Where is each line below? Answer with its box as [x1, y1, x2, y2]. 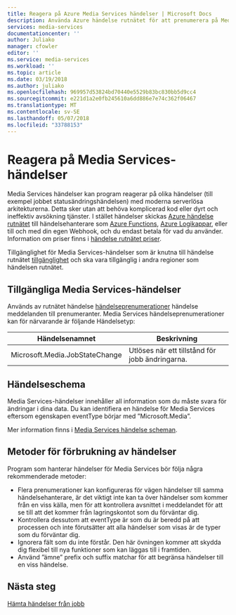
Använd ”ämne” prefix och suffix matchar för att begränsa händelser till [17, 552, 223, 561]
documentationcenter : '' [7, 30, 80, 37]
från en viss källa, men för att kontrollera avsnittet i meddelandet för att [17, 500, 223, 509]
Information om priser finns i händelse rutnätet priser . [7, 235, 162, 243]
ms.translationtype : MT [7, 102, 77, 109]
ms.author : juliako [7, 82, 65, 89]
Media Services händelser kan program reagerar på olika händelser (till [7, 190, 213, 198]
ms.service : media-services [7, 56, 90, 63]
